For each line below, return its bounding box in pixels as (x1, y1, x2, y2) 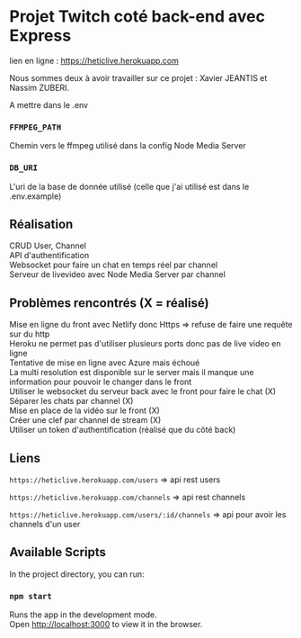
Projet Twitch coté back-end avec (9, 6, 265, 27)
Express (9, 25, 72, 46)
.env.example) (9, 191, 62, 202)
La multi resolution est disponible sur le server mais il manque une (9, 367, 254, 378)
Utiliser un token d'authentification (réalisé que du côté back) (9, 425, 236, 436)
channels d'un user (9, 518, 81, 529)
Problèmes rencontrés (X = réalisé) (9, 295, 209, 310)
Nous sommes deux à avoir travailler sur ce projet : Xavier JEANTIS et (9, 72, 268, 83)
